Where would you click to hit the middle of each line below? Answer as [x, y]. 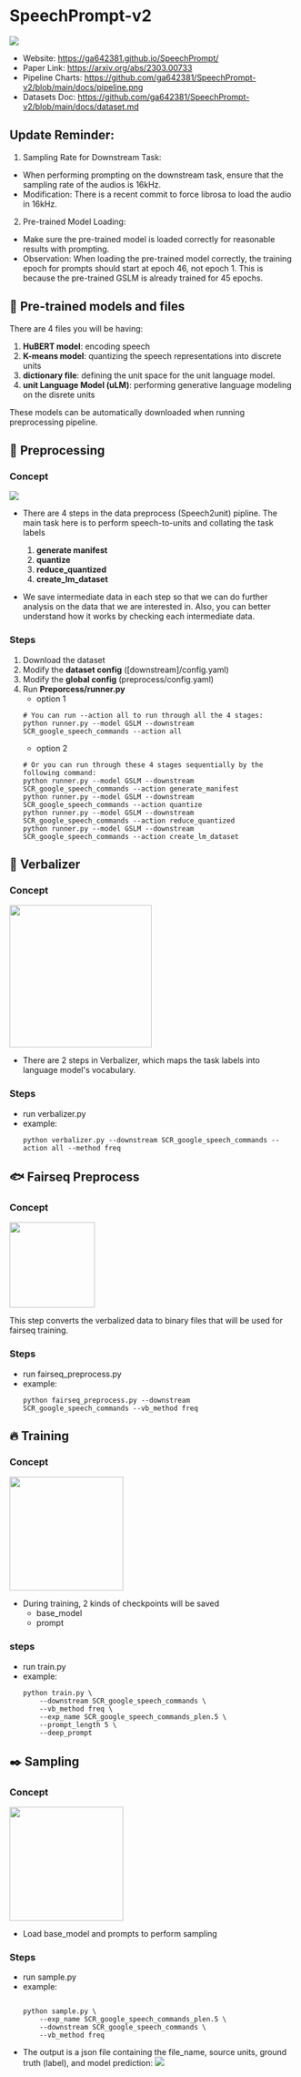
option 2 [52, 748]
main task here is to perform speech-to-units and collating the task [148, 523]
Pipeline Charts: [52, 77]
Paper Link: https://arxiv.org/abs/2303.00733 [107, 67]
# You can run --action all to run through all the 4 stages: [143, 715]
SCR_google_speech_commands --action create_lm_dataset [130, 836]
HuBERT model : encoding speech [86, 346]
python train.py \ [57, 1693]
